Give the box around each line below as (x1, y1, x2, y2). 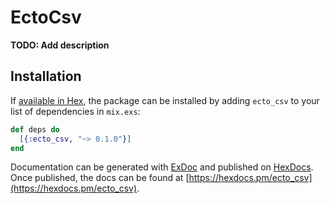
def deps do (10, 124, 60, 135)
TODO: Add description (10, 39, 110, 51)
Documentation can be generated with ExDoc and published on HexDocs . (10, 161, 314, 173)
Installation (10, 68, 82, 85)
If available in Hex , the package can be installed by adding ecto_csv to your (10, 94, 320, 106)
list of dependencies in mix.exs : (10, 105, 141, 117)
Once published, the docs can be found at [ (10, 172, 190, 184)
